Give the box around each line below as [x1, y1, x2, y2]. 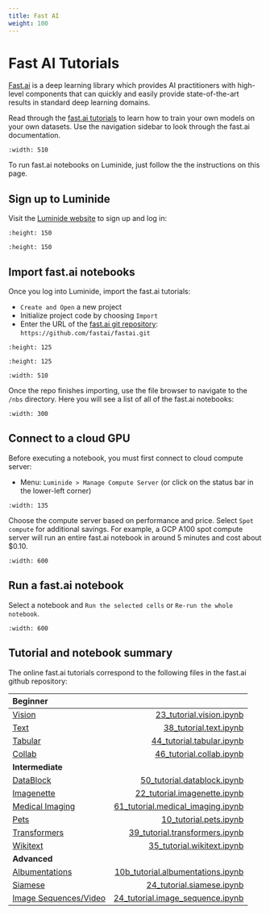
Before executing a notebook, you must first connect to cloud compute [8, 453, 243, 463]
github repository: [8, 676, 68, 686]
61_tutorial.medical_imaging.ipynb [114, 800, 244, 812]
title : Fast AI [8, 11, 60, 20]
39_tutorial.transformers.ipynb [128, 827, 244, 838]
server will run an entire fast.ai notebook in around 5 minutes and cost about [8, 533, 262, 542]
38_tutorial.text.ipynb [163, 722, 244, 733]
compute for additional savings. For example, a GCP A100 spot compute [8, 524, 243, 534]
